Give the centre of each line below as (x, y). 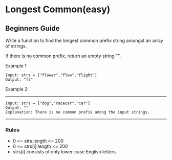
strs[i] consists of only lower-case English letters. (65, 152)
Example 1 (16, 66)
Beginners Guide (33, 28)
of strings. (16, 46)
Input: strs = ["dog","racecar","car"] (48, 103)
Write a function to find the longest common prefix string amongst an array (84, 40)
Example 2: (17, 89)
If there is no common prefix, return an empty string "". (63, 56)
